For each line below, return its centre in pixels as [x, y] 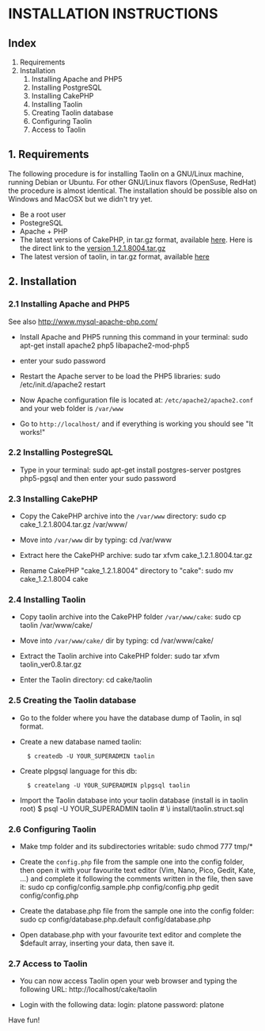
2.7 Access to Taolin [48, 964]
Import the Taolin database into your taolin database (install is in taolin [134, 800]
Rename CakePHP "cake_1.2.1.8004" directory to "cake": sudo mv [126, 571]
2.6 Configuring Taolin [52, 829]
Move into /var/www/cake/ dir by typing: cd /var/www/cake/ [116, 641]
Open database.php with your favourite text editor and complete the [131, 934]
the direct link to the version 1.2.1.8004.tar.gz [93, 248]
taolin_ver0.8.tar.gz [50, 664]
